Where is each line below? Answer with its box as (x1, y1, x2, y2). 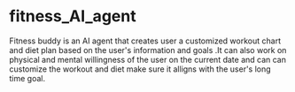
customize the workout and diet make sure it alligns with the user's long (9, 64, 272, 74)
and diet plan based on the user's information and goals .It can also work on (9, 44, 287, 55)
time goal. (9, 73, 46, 83)
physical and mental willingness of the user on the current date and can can (9, 54, 286, 65)
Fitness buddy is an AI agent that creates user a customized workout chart (9, 35, 282, 46)
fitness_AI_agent (9, 6, 136, 27)
